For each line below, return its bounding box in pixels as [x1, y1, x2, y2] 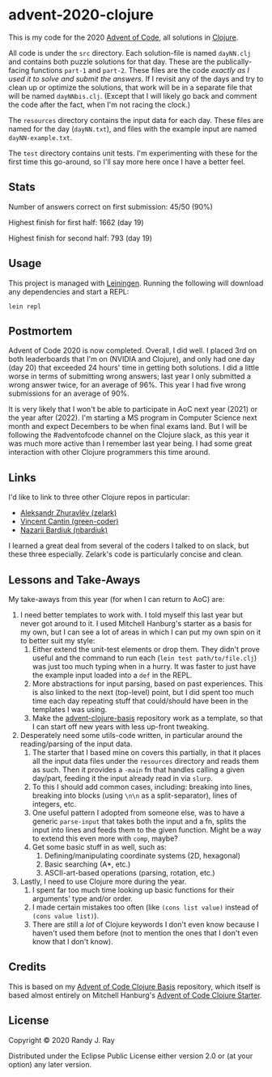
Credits [8, 960, 47, 974]
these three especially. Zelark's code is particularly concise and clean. [8, 549, 244, 559]
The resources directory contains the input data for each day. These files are [8, 115, 264, 125]
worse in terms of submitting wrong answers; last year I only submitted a [8, 371, 251, 381]
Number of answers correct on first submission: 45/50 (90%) [8, 201, 213, 211]
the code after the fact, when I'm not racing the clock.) [8, 100, 191, 109]
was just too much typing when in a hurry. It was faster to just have [32, 662, 257, 671]
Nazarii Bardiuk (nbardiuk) [19, 525, 108, 535]
